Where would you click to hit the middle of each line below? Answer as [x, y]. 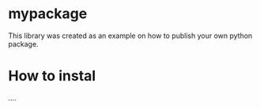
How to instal [52, 76]
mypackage [48, 14]
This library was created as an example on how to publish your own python [130, 36]
